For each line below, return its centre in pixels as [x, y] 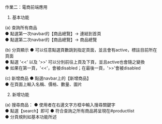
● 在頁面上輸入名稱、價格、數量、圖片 [44, 84]
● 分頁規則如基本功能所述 [31, 117]
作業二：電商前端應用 [26, 7]
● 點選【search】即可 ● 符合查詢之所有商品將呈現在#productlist [70, 111]
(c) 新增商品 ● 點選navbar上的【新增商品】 [48, 78]
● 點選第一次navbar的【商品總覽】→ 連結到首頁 [53, 34]
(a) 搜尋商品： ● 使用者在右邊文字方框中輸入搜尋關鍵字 [60, 105]
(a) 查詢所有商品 [21, 28]
